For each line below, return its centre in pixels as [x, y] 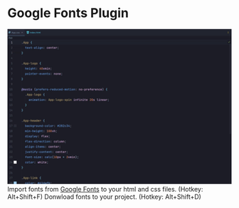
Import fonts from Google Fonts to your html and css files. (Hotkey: [105, 189]
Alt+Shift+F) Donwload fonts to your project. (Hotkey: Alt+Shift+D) [104, 197]
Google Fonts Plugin [68, 13]
